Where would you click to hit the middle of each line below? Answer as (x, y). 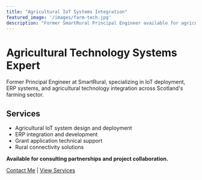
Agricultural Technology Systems (92, 52)
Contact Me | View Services (41, 170)
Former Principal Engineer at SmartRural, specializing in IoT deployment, (96, 82)
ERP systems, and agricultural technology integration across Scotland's (95, 88)
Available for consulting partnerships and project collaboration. (87, 159)
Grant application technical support (59, 141)
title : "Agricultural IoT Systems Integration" (67, 12)
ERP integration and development (56, 134)
